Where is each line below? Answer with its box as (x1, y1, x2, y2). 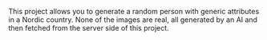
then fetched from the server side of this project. (8, 24, 170, 32)
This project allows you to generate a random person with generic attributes (8, 7, 260, 16)
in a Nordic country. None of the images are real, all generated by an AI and (8, 15, 258, 24)
